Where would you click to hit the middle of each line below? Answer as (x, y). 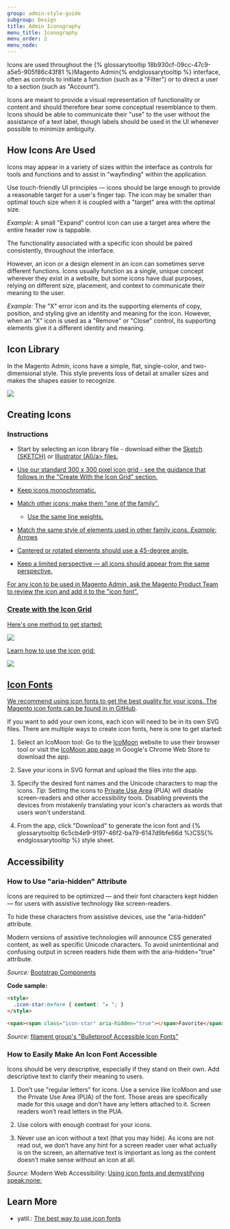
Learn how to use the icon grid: (51, 650)
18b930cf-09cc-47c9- (179, 65)
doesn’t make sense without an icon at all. (76, 1160)
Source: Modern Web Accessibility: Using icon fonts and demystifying (106, 1173)
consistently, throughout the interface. (61, 250)
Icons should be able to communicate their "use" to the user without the (108, 114)
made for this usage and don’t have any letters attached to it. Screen (114, 1104)
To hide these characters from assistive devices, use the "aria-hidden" (107, 917)
